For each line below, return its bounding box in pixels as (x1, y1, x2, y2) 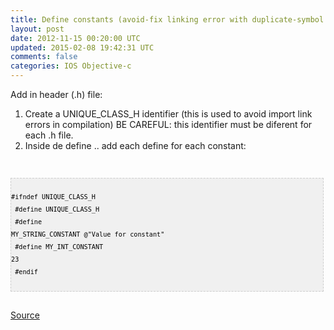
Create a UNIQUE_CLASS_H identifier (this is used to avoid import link (24, 108, 313, 120)
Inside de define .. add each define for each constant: (24, 140, 247, 151)
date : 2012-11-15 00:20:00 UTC (10, 33, 141, 43)
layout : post (10, 24, 65, 34)
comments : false (10, 52, 78, 62)
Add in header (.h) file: (10, 89, 103, 100)
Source (10, 309, 40, 321)
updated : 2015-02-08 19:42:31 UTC (10, 42, 155, 53)
